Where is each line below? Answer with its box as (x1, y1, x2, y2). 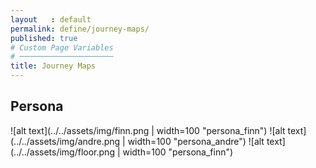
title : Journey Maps (10, 61, 97, 71)
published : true (10, 33, 78, 43)
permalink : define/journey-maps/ (10, 24, 150, 34)
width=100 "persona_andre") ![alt (127, 135, 265, 147)
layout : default (10, 14, 92, 25)
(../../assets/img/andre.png (10, 135, 121, 147)
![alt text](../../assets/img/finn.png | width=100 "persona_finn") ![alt (10, 124, 286, 136)
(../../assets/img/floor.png (10, 146, 115, 158)
